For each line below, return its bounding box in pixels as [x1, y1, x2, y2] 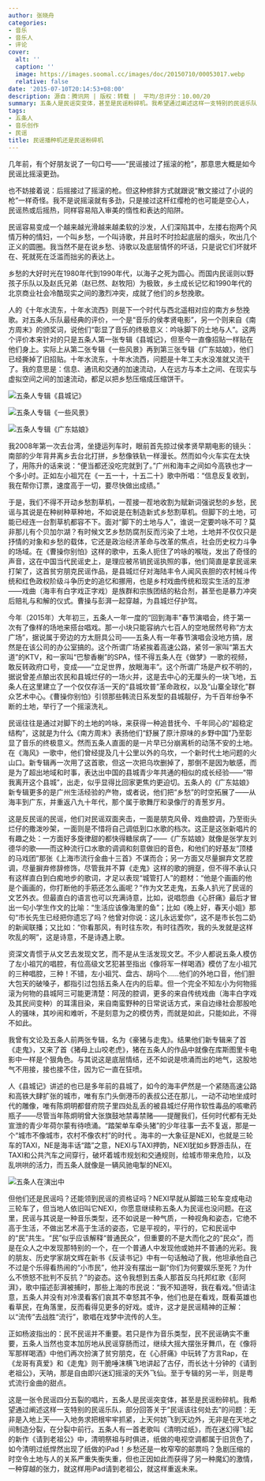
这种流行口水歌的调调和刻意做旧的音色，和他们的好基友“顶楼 [56, 843, 254, 853]
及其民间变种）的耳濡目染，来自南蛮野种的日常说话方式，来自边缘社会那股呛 [8, 998, 257, 1008]
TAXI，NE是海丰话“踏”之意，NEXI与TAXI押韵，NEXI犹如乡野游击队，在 [21, 1140, 252, 1150]
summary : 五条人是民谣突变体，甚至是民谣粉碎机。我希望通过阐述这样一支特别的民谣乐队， [8, 99, 263, 107]
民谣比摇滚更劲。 [8, 169, 64, 178]
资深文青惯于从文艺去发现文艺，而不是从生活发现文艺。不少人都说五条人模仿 [8, 948, 257, 959]
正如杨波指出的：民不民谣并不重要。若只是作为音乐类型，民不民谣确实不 [8, 1329, 243, 1338]
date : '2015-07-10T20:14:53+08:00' [8, 84, 125, 93]
